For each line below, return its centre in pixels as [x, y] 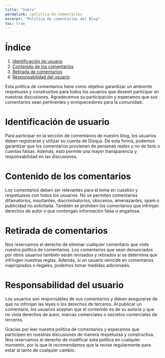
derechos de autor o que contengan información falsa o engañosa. [73, 211]
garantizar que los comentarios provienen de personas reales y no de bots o [82, 146]
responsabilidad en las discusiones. [41, 157]
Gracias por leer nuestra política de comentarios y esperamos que [72, 329]
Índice [18, 48]
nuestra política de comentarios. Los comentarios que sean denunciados [79, 250]
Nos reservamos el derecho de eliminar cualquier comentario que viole [77, 244]
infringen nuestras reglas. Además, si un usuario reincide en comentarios [79, 260]
